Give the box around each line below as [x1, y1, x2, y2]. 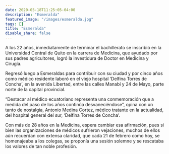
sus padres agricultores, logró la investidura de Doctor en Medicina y [5, 55, 149, 61]
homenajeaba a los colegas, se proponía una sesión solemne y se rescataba [5, 138, 164, 144]
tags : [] [5, 21, 24, 27]
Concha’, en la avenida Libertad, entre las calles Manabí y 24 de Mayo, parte [5, 81, 164, 87]
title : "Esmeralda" [5, 26, 46, 31]
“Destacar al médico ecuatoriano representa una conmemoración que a [5, 96, 154, 102]
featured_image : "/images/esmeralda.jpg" [5, 17, 94, 22]
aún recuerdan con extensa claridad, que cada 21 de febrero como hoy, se [5, 133, 160, 138]
